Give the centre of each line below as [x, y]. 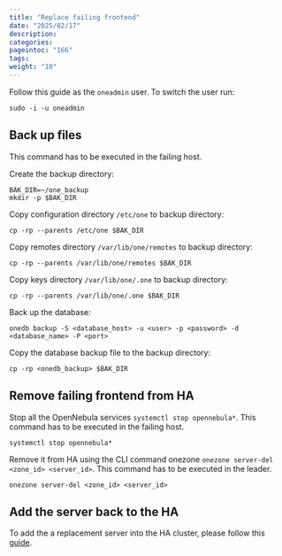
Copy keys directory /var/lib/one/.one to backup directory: [118, 279]
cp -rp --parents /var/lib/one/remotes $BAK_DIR [100, 263]
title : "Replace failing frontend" [75, 17]
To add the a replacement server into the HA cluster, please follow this [137, 533]
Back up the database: [50, 312]
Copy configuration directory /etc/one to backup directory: [117, 214]
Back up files [46, 135]
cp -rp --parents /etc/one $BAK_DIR [76, 230]
